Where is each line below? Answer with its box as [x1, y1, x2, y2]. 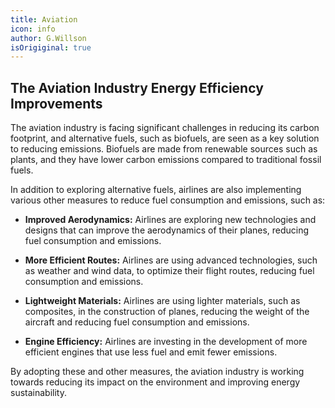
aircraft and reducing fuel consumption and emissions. [24, 316, 250, 328]
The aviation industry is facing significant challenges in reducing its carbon [10, 122, 320, 134]
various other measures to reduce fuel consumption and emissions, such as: [10, 194, 326, 206]
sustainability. [10, 387, 67, 399]
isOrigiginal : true [10, 42, 92, 53]
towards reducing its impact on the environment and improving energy [10, 376, 301, 388]
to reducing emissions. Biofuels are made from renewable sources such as [10, 143, 318, 155]
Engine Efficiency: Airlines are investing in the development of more [24, 336, 308, 348]
